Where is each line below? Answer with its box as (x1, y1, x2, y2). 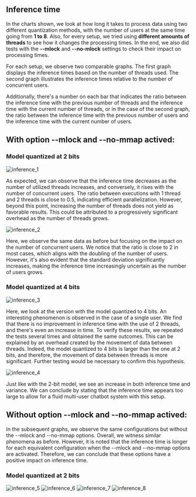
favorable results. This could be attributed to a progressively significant (6, 208, 178, 215)
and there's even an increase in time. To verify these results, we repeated (6, 326, 183, 333)
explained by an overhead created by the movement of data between (6, 339, 173, 346)
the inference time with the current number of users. (6, 117, 133, 125)
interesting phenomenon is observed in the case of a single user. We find (6, 314, 183, 321)
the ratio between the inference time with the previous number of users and (6, 111, 188, 119)
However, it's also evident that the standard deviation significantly (6, 256, 165, 263)
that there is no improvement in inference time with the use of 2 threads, (6, 320, 180, 327)
